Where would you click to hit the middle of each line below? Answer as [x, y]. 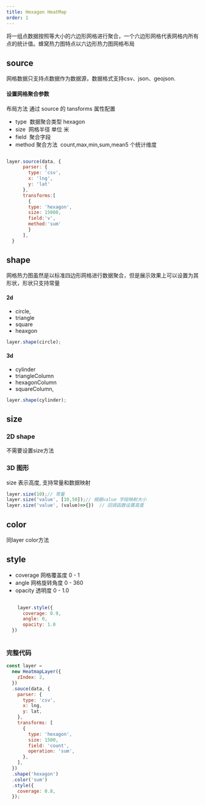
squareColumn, [34, 388]
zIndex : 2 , [31, 677]
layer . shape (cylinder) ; [37, 400]
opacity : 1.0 [39, 625]
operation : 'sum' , [52, 751]
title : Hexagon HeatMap [37, 12]
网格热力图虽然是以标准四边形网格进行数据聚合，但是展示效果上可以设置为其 [103, 275]
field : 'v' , [42, 218]
